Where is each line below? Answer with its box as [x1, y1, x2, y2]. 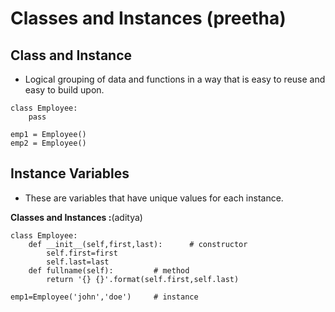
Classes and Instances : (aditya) [10, 211, 143, 223]
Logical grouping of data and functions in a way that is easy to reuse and [24, 73, 326, 85]
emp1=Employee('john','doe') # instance [10, 292, 199, 302]
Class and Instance [10, 47, 133, 64]
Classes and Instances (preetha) [10, 7, 287, 30]
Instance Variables [10, 165, 130, 182]
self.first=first [46, 248, 118, 258]
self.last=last [46, 257, 110, 267]
